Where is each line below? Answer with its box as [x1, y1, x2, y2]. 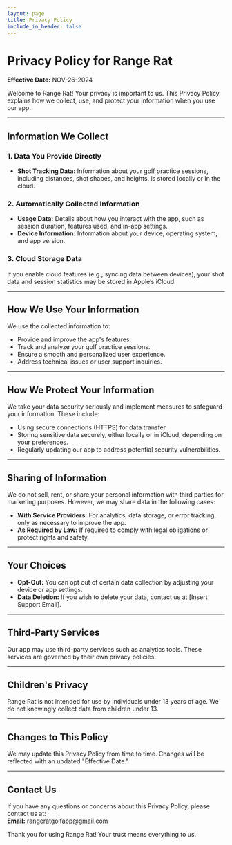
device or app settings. [17, 585, 83, 594]
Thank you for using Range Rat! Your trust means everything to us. [7, 830, 197, 839]
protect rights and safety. [17, 533, 90, 542]
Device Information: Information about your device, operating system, [17, 229, 218, 238]
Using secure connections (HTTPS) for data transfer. [17, 423, 168, 432]
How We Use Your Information [7, 303, 139, 315]
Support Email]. [17, 600, 62, 608]
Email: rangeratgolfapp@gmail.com [7, 817, 108, 825]
